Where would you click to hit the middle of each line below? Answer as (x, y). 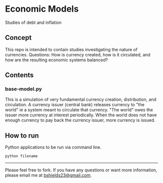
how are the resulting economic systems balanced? (57, 60)
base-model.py (24, 89)
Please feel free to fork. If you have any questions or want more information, (81, 170)
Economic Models (42, 9)
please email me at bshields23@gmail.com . (49, 175)
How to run (22, 136)
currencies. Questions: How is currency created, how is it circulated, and (78, 55)
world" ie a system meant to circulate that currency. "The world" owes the (79, 110)
